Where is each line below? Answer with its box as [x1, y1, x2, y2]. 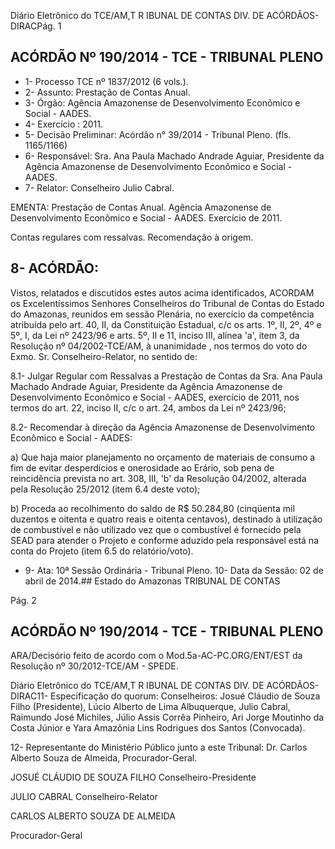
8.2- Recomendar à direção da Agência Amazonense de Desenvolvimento [10, 421, 316, 433]
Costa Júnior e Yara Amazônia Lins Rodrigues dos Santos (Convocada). [10, 722, 306, 734]
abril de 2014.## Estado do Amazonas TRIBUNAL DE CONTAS [24, 575, 281, 587]
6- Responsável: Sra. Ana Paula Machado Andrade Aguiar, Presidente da [24, 150, 325, 162]
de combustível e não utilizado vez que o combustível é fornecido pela [10, 523, 302, 535]
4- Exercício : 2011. [24, 118, 104, 130]
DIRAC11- [10, 690, 49, 702]
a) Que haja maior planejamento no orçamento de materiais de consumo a [10, 451, 316, 463]
